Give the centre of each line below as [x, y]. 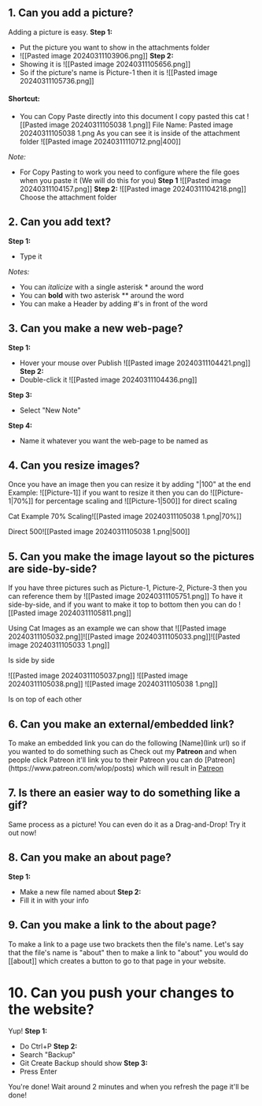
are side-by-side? [53, 568]
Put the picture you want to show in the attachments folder [114, 47]
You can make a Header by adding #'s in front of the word [114, 304]
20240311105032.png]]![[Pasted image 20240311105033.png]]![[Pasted [124, 637]
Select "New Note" [50, 410]
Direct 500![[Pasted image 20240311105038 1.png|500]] [99, 532]
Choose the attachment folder [68, 197]
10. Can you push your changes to [121, 992]
